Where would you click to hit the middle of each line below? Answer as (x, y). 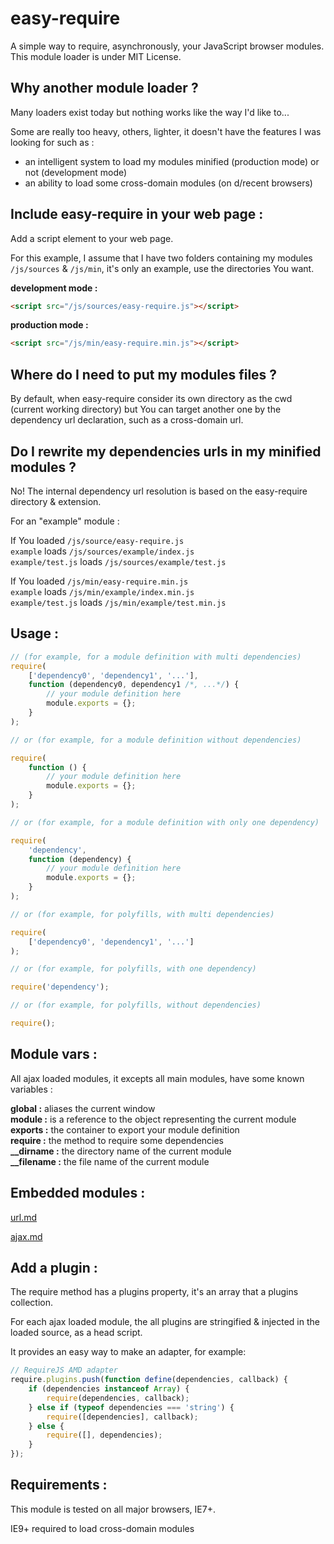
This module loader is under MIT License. (96, 56)
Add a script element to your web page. (92, 238)
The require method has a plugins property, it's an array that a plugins (154, 1292)
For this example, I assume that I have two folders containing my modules (161, 258)
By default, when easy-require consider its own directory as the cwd (151, 399)
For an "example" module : (65, 521)
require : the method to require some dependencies (117, 1140)
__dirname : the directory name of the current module (121, 1151)
